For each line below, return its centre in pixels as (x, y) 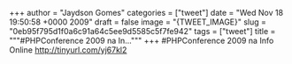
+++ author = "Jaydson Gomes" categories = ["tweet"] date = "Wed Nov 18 (146, 13)
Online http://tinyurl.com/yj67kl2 (68, 50)
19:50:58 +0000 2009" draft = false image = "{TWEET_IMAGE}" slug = (138, 22)
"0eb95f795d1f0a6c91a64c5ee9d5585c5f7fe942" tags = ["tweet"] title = (142, 31)
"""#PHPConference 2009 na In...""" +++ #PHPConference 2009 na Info (142, 40)
